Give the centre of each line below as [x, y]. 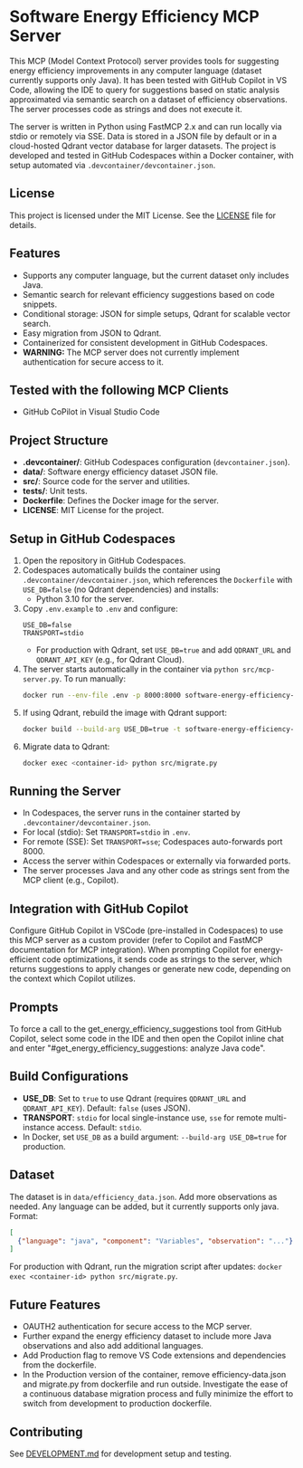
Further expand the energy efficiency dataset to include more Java [147, 1336]
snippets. [40, 304]
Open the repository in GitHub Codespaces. [104, 560]
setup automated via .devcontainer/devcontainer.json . [113, 165]
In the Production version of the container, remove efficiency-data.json [154, 1375]
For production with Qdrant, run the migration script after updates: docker [146, 1267]
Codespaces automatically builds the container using [121, 570]
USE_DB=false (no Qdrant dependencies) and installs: [120, 589]
